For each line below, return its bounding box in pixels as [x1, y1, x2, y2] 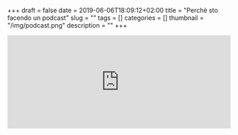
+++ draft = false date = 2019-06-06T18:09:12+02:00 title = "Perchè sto [7, 6, 218, 14]
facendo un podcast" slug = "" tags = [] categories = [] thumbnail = [7, 13, 204, 22]
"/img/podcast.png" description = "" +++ [7, 21, 127, 29]
